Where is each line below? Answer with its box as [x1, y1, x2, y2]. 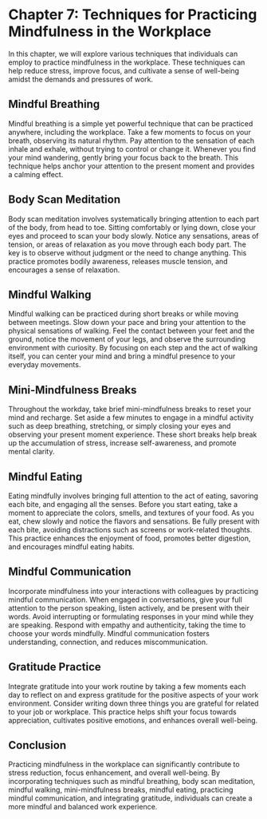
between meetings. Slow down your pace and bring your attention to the [8, 318, 246, 327]
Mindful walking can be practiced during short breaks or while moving [8, 309, 239, 318]
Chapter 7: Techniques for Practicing [8, 6, 257, 24]
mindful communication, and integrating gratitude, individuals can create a [8, 793, 253, 803]
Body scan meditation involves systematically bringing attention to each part [8, 214, 260, 224]
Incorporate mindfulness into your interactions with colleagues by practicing [8, 586, 259, 595]
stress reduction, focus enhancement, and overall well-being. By [8, 768, 221, 777]
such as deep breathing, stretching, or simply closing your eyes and [8, 421, 231, 431]
